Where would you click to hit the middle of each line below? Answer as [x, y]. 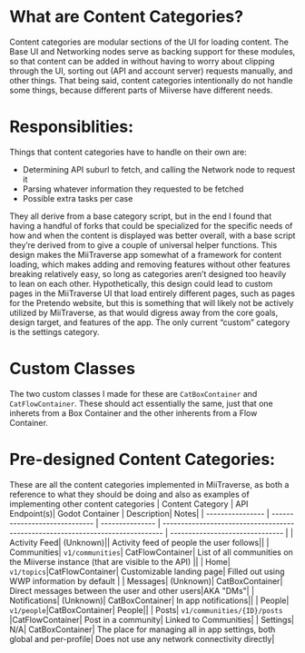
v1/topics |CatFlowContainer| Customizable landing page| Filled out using [147, 571]
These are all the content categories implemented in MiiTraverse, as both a [149, 484]
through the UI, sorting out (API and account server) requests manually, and [151, 71]
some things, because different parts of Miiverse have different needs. [141, 90]
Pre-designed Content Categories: [142, 460]
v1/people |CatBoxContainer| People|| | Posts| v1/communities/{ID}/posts [146, 609]
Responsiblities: [72, 127]
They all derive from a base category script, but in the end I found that [141, 216]
